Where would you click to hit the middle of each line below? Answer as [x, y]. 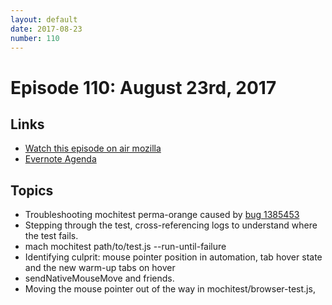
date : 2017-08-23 [46, 29]
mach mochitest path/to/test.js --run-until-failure [125, 247]
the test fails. [51, 236]
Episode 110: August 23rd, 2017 [143, 87]
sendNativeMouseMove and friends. [99, 278]
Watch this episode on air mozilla [93, 148]
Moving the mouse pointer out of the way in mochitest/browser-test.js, [170, 289]
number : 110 [35, 38]
